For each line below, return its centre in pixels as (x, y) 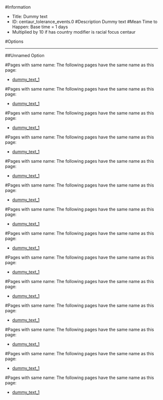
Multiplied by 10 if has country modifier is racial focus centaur (74, 32)
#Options (14, 41)
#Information (18, 7)
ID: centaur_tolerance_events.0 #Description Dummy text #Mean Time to (85, 22)
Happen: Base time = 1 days (40, 27)
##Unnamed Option (25, 55)
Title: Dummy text (30, 16)
